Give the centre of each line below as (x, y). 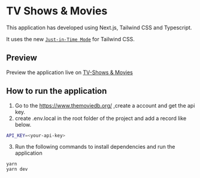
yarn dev (17, 169)
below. (23, 124)
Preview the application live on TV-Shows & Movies (69, 72)
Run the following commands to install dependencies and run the (95, 147)
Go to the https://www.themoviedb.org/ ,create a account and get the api (105, 105)
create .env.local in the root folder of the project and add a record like (101, 118)
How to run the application (57, 91)
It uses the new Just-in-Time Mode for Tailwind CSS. (70, 39)
